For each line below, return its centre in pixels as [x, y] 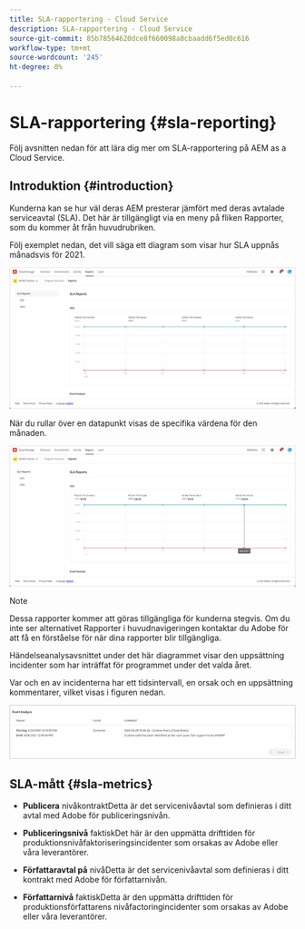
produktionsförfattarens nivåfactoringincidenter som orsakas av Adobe [155, 907]
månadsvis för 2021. [47, 254]
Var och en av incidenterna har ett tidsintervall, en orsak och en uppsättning [151, 683]
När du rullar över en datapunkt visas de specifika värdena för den [133, 423]
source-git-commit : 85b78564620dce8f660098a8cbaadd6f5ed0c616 [129, 38]
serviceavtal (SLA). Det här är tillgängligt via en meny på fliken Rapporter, [147, 217]
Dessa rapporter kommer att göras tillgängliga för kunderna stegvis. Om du [150, 618]
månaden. [28, 432]
